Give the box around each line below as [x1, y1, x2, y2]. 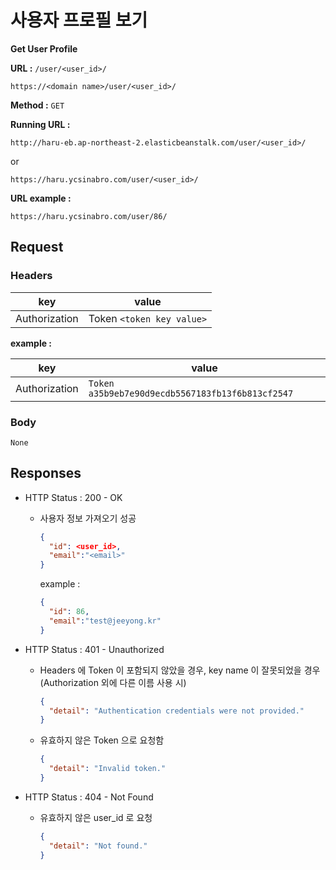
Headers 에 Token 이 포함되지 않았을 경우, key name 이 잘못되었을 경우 [39, 664, 321, 676]
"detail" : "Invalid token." [48, 764, 167, 774]
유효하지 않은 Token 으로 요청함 [39, 734, 165, 746]
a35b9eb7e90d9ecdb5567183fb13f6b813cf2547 [88, 387, 294, 399]
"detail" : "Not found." [48, 841, 148, 851]
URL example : [10, 192, 72, 204]
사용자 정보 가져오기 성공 [39, 512, 137, 524]
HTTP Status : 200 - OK [24, 491, 123, 503]
